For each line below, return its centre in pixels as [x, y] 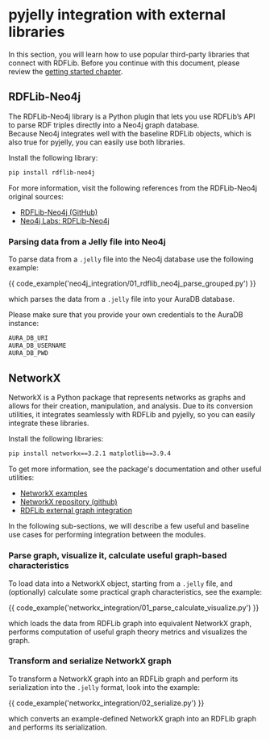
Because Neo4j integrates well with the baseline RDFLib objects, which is [130, 133]
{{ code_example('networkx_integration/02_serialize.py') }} [106, 703]
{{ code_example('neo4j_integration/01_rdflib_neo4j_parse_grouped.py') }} [132, 283]
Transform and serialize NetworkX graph [90, 661]
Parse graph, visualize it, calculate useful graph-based [118, 556]
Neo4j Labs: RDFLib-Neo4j [65, 220]
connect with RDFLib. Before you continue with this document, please [124, 63]
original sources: [36, 196]
